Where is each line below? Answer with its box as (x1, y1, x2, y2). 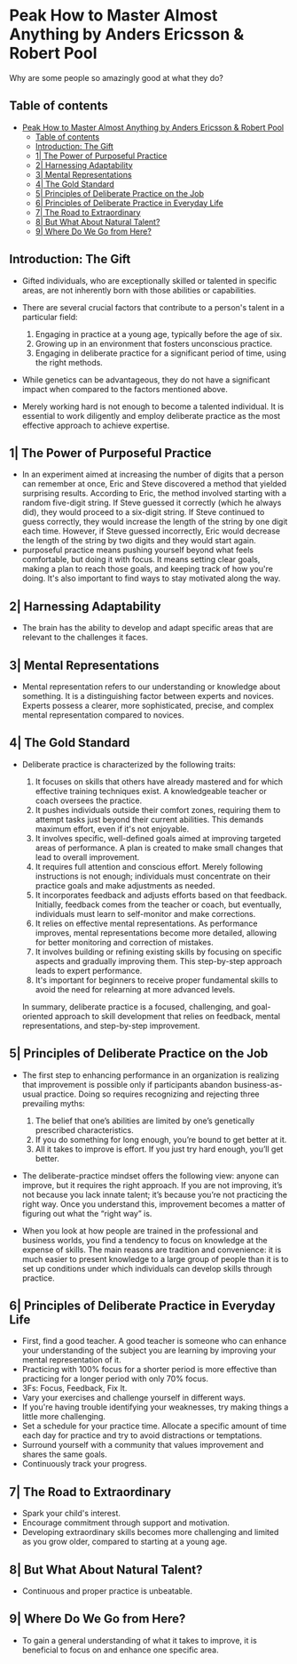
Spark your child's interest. (21, 1508, 121, 1519)
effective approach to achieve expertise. (21, 420, 170, 430)
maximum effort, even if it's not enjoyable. (35, 824, 190, 834)
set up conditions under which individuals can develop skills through (21, 1263, 273, 1274)
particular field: (21, 311, 78, 322)
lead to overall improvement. (35, 851, 140, 863)
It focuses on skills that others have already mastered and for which (35, 776, 284, 787)
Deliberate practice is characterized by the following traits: (21, 759, 237, 769)
